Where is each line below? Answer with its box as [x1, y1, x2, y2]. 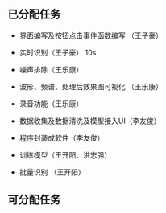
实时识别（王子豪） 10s [19, 47, 97, 57]
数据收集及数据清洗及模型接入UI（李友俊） [19, 116, 161, 125]
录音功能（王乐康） [19, 99, 84, 109]
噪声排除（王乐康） [19, 64, 84, 74]
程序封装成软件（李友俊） [19, 133, 105, 142]
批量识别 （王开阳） [19, 167, 85, 177]
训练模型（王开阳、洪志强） [19, 150, 112, 159]
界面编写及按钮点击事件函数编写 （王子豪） [19, 31, 163, 40]
